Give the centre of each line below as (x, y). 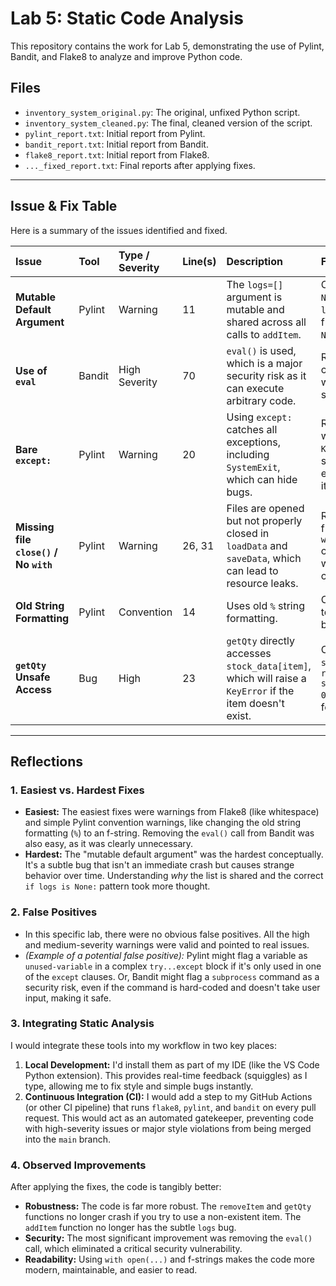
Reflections (47, 761)
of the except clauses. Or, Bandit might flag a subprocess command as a (172, 976)
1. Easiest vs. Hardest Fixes (77, 790)
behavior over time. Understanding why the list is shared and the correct (174, 876)
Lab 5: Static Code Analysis (127, 18)
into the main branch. (68, 1139)
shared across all (266, 322)
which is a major (264, 363)
